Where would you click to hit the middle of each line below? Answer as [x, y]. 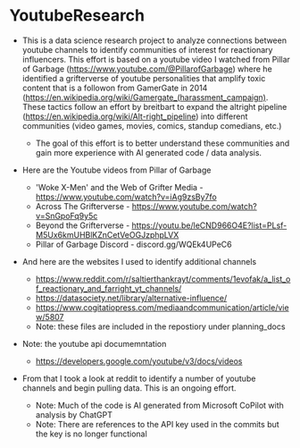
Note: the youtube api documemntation [94, 343]
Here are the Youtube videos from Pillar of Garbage [117, 170]
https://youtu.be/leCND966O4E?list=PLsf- [209, 225]
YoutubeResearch [77, 16]
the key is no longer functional [91, 434]
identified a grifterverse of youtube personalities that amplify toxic [144, 78]
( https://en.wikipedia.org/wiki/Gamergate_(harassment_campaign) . [145, 97]
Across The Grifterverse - [83, 206]
